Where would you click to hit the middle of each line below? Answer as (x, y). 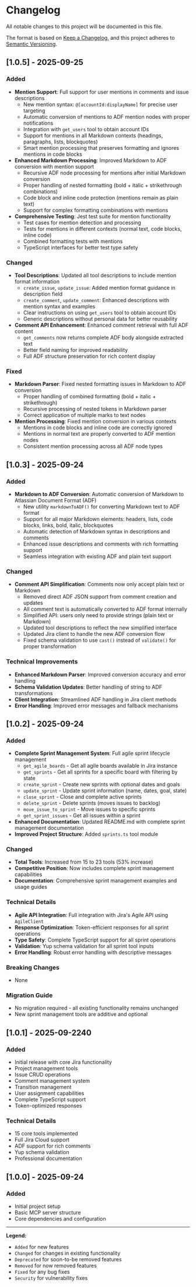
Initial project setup (38, 1206)
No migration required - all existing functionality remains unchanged (97, 1008)
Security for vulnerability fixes (51, 1278)
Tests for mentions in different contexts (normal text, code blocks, (102, 228)
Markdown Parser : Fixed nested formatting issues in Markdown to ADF (100, 384)
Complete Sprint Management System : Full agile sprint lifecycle (92, 754)
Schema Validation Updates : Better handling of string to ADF (88, 687)
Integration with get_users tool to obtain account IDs (86, 129)
